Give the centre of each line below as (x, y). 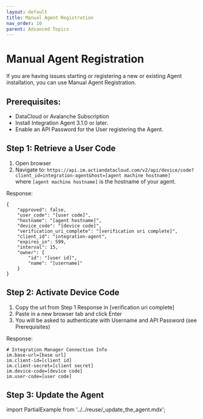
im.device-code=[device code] (45, 371)
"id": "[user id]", (53, 258)
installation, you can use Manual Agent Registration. (71, 82)
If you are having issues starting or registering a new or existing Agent (94, 76)
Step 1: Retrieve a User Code (61, 149)
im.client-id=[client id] (39, 360)
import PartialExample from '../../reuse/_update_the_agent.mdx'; (86, 410)
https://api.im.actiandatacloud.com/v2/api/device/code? (121, 170)
